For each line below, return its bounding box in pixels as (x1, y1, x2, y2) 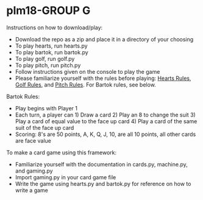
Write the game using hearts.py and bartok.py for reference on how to (15, 180, 191, 187)
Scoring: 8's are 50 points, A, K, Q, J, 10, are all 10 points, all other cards (15, 130, 196, 138)
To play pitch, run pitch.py (15, 62, 81, 69)
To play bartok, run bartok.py (15, 48, 88, 55)
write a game (15, 187, 49, 194)
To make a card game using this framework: (6, 149, 117, 156)
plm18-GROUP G (6, 4, 91, 18)
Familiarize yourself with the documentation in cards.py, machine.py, (15, 160, 188, 168)
